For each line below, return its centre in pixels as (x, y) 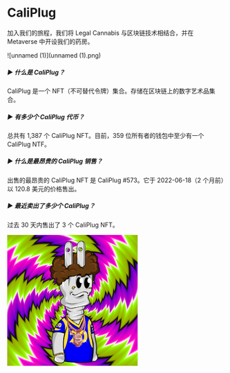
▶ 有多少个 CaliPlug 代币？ (46, 116)
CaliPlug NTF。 (29, 144)
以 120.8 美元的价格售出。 (44, 189)
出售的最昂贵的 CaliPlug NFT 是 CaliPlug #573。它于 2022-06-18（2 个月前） (116, 180)
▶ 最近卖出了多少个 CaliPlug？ (51, 206)
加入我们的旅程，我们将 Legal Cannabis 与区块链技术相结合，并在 (100, 33)
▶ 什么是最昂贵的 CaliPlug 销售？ (55, 162)
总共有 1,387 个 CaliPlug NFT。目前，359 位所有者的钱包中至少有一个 (106, 135)
